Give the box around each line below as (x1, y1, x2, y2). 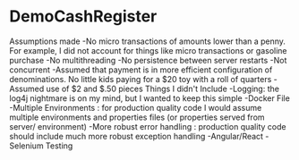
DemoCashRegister (9, 6, 158, 27)
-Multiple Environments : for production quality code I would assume (9, 102, 262, 113)
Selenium (9, 140, 44, 151)
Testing (45, 140, 73, 151)
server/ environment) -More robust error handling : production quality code (9, 121, 286, 131)
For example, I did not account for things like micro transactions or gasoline (9, 45, 288, 55)
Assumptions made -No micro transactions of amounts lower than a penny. (9, 36, 286, 46)
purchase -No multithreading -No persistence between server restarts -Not (9, 55, 287, 65)
